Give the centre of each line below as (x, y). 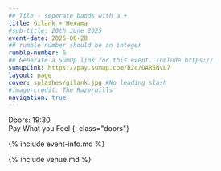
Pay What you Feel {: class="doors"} (69, 129)
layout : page (30, 75)
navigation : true (37, 97)
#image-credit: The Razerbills (61, 90)
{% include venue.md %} (50, 160)
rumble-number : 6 (37, 53)
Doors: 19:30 (29, 120)
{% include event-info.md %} (57, 144)
